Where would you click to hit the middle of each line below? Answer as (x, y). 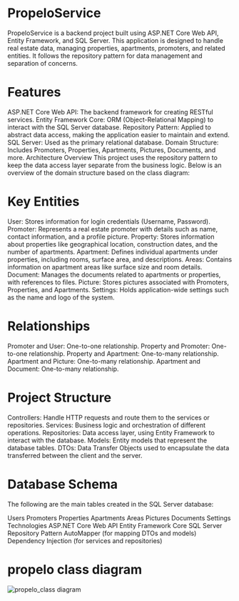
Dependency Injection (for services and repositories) (85, 540)
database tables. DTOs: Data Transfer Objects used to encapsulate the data (118, 447)
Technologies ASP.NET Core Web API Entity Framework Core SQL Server (115, 525)
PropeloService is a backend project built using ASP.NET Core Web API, (113, 33)
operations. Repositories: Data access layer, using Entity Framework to (111, 432)
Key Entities (44, 202)
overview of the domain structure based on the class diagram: (99, 172)
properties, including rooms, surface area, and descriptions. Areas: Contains (120, 259)
